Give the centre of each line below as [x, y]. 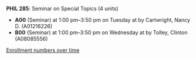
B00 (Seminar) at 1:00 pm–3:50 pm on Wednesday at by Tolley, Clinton [101, 32]
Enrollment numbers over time [43, 50]
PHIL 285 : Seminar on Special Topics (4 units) [62, 9]
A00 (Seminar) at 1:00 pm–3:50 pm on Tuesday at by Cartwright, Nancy [102, 20]
